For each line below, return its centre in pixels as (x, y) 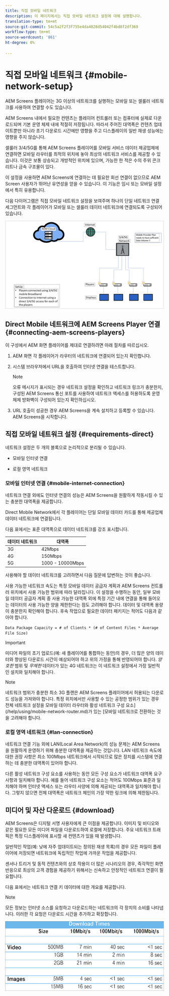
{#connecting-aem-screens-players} (65, 332)
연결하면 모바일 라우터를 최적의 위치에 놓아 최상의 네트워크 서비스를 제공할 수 (80, 154)
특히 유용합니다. (30, 190)
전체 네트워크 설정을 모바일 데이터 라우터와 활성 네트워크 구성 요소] (70, 705)
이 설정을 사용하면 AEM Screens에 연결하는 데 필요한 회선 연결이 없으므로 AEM (83, 177)
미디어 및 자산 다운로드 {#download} (60, 810)
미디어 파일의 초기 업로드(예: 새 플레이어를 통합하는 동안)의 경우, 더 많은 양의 (80, 653)
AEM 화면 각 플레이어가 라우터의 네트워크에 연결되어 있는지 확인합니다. (82, 356)
